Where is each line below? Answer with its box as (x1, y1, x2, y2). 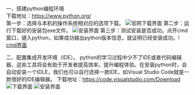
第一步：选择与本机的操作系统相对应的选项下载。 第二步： (6, 20, 184, 26)
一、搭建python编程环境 (6, 5, 64, 12)
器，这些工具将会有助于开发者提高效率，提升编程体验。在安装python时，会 (6, 61, 187, 68)
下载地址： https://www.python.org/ (6, 12, 91, 19)
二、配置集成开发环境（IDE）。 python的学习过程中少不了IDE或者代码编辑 (6, 54, 182, 61)
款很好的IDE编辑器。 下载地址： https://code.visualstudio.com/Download (6, 76, 180, 83)
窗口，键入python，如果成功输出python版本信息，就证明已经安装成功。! (6, 34, 180, 41)
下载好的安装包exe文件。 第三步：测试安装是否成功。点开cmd (11, 27, 189, 34)
